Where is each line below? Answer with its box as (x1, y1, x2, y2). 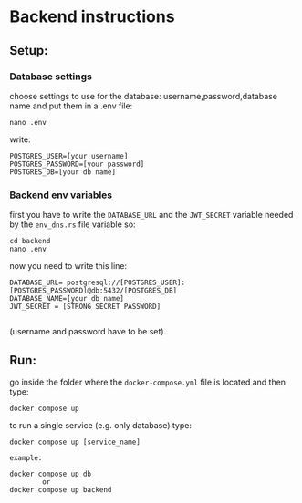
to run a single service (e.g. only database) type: (9, 419, 192, 430)
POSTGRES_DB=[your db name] (9, 167, 117, 177)
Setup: (9, 43, 48, 58)
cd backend (9, 237, 51, 246)
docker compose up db (9, 469, 92, 478)
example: (9, 453, 43, 462)
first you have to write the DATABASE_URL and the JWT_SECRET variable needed (9, 210, 294, 221)
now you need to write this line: (9, 261, 128, 272)
